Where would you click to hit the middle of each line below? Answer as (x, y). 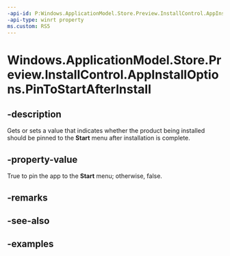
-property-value (42, 159)
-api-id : (20, 13)
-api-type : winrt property (46, 20)
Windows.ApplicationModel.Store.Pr (114, 60)
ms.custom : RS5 (29, 26)
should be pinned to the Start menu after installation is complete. (99, 138)
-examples (30, 244)
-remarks (27, 197)
